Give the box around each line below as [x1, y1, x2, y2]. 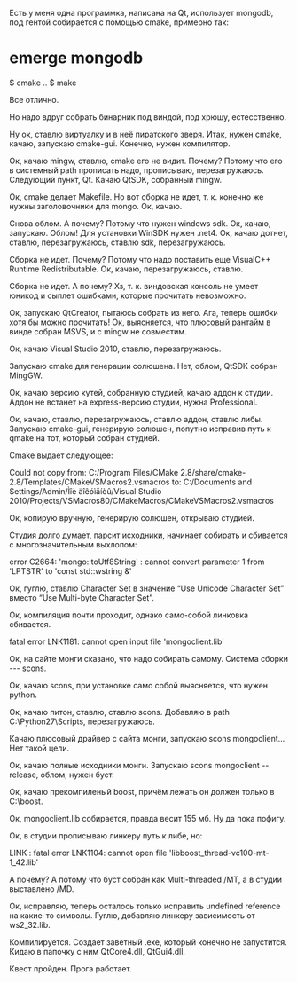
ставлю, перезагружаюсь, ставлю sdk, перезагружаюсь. [9, 237, 226, 248]
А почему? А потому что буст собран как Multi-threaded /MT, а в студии [9, 874, 282, 885]
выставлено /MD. [9, 883, 74, 894]
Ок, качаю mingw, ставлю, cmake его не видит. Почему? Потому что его [9, 155, 283, 166]
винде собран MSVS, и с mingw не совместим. [9, 326, 188, 336]
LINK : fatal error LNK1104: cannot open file [9, 847, 168, 858]
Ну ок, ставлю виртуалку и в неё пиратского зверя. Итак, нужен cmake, [9, 129, 282, 139]
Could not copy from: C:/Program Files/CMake [9, 467, 179, 477]
